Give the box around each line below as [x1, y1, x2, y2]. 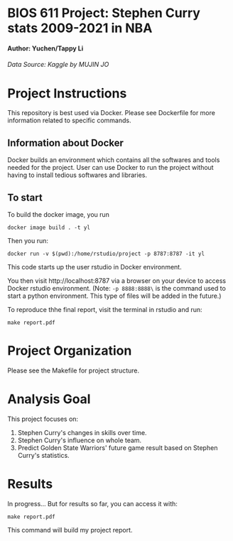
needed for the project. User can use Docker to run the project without [7, 164, 215, 172]
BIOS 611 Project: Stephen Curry [7, 5, 201, 21]
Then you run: [7, 236, 48, 245]
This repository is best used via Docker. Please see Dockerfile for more [7, 109, 215, 117]
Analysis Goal [7, 391, 91, 407]
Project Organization [7, 343, 132, 359]
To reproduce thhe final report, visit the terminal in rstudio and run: [7, 305, 202, 314]
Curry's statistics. [17, 451, 70, 459]
